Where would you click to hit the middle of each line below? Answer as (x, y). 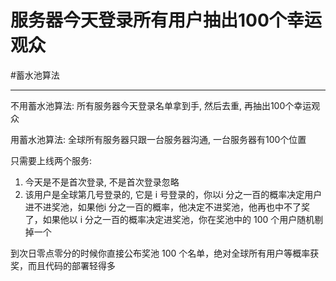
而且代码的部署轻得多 (71, 265)
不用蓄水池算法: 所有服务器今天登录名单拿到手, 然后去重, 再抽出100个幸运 (161, 105)
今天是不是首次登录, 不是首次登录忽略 (102, 182)
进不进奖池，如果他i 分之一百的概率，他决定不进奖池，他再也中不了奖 (167, 207)
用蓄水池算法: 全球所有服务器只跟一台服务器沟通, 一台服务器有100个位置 (158, 139)
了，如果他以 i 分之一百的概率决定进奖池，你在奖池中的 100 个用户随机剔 (174, 219)
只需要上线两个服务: (51, 160)
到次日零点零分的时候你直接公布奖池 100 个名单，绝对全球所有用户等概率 (160, 253)
